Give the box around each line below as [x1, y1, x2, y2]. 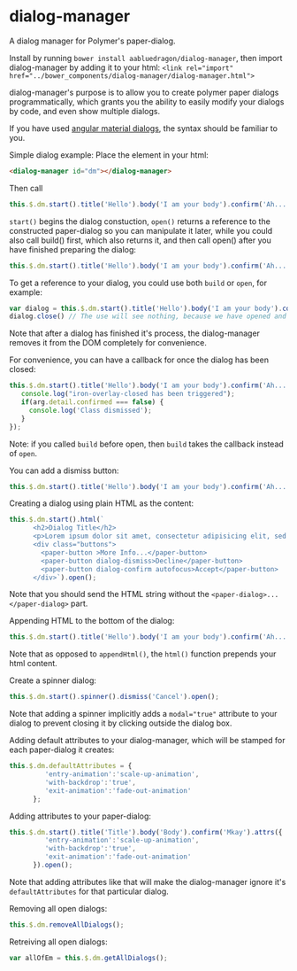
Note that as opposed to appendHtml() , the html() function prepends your [9, 649, 277, 659]
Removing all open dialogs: [9, 903, 108, 913]
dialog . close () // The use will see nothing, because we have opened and [9, 312, 287, 321]
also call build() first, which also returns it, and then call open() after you [9, 235, 272, 245]
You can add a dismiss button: [9, 465, 119, 476]
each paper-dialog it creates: [9, 744, 115, 755]
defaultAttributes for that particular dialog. [9, 886, 170, 897]
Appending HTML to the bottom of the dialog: [9, 616, 175, 626]
